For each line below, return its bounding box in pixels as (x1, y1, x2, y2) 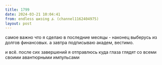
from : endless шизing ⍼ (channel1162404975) (5, 16, 99, 21)
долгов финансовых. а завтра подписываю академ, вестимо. (5, 40, 134, 46)
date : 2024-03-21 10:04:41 (5, 12, 61, 17)
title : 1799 (5, 7, 30, 12)
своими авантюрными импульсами (5, 55, 80, 61)
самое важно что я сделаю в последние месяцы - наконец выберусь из (5, 34, 158, 40)
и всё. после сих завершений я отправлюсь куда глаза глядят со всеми (5, 49, 157, 55)
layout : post (5, 21, 32, 26)
